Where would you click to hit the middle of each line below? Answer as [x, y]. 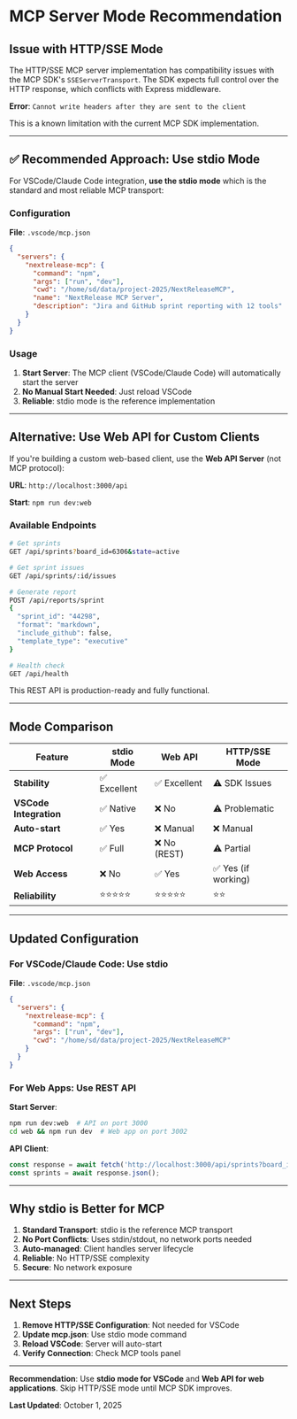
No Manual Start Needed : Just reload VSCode [107, 392]
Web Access [41, 874]
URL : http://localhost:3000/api [69, 485]
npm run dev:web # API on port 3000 [79, 1123]
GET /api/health [39, 674]
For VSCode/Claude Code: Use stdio [89, 964]
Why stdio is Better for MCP [87, 1209]
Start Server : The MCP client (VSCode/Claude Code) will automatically [151, 373]
